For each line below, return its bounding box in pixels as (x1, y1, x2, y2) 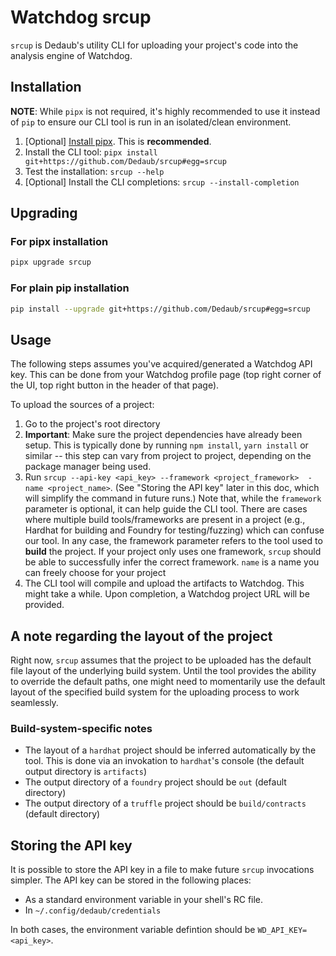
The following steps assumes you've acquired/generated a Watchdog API (10, 358, 313, 370)
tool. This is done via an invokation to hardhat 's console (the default (24, 755, 305, 767)
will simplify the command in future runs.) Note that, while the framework (24, 492, 322, 505)
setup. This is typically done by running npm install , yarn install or (24, 439, 309, 451)
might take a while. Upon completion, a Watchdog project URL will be (24, 588, 310, 600)
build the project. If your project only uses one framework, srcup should (24, 546, 322, 558)
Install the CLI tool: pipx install (24, 146, 158, 158)
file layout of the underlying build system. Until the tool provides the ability (10, 665, 317, 677)
